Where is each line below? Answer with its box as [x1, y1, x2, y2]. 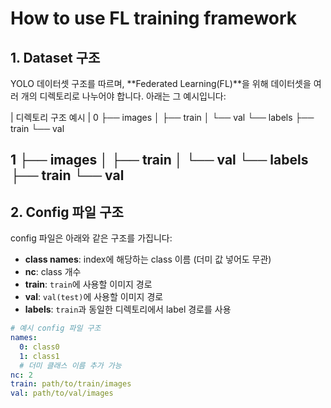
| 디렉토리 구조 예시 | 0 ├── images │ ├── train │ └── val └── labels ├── [10, 112, 315, 123]
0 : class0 [19, 342, 60, 352]
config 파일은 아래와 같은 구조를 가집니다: [10, 232, 173, 244]
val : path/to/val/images [10, 388, 114, 399]
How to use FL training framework [10, 7, 298, 30]
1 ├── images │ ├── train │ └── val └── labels [10, 152, 309, 169]
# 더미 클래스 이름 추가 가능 [19, 360, 122, 371]
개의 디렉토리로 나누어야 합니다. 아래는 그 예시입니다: [20, 90, 227, 102]
